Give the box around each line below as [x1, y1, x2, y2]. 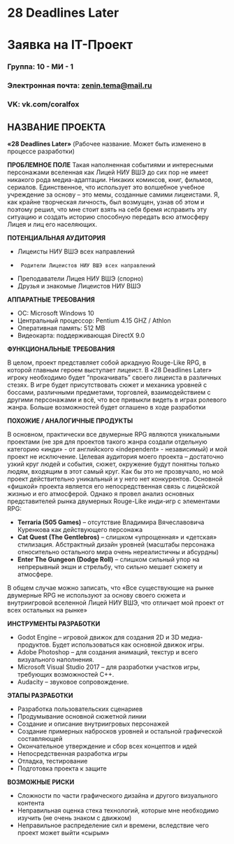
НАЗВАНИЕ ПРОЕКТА [7, 121, 106, 133]
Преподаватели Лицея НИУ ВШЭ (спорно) [17, 274, 144, 283]
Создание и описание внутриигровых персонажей [17, 719, 170, 728]
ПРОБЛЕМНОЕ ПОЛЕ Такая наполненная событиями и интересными [7, 160, 214, 169]
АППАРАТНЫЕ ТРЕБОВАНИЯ [7, 295, 96, 304]
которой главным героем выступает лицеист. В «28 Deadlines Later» [7, 365, 212, 374]
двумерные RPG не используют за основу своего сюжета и [7, 591, 187, 599]
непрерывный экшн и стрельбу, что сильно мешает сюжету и [17, 562, 203, 571]
